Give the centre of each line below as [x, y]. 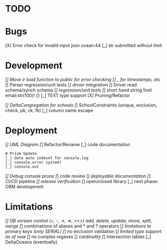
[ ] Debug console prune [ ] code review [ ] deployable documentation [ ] [78, 176]
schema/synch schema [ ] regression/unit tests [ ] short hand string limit [78, 90]
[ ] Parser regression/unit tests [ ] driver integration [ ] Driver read [71, 85]
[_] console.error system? [33, 162]
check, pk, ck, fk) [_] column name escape [49, 110]
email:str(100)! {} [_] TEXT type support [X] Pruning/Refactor [68, 95]
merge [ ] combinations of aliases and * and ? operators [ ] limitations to [78, 226]
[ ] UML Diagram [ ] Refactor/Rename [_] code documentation [68, 144]
